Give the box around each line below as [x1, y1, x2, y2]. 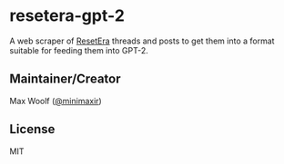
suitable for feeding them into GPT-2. [9, 44, 148, 55]
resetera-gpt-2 [9, 5, 126, 26]
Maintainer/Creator [9, 72, 121, 87]
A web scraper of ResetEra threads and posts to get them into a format [9, 35, 275, 46]
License [9, 121, 56, 137]
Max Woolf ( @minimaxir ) [9, 95, 102, 106]
